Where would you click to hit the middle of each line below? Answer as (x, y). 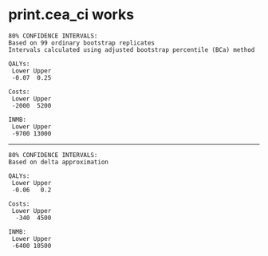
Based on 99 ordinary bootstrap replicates (82, 43)
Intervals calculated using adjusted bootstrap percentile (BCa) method (132, 49)
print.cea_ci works (71, 15)
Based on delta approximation (59, 162)
